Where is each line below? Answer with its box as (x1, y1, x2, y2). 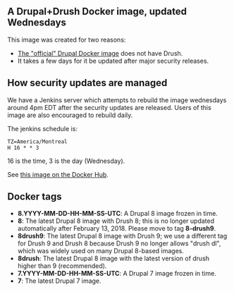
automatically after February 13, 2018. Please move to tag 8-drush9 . (17, 224, 216, 233)
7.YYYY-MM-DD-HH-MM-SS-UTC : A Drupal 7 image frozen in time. (17, 269, 216, 278)
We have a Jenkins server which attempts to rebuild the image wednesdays (7, 95, 227, 104)
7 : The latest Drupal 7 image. (17, 276, 101, 285)
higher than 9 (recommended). (17, 262, 107, 270)
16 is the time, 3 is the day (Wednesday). (7, 157, 125, 165)
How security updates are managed (7, 77, 168, 89)
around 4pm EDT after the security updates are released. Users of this (7, 103, 211, 111)
